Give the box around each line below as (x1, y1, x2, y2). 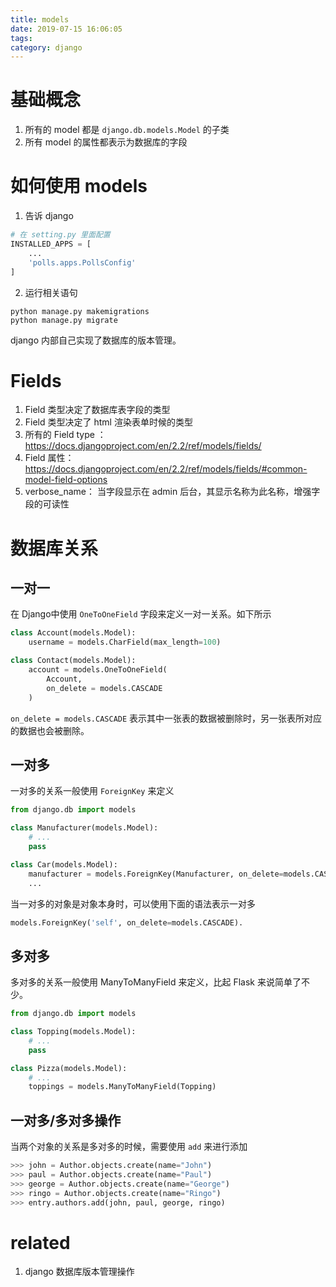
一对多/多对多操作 (10, 1112, 122, 1129)
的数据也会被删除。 (10, 724, 90, 736)
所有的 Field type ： (24, 429, 107, 441)
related (10, 1231, 71, 1254)
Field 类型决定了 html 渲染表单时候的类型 (24, 416, 193, 428)
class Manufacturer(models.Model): (10, 823, 159, 833)
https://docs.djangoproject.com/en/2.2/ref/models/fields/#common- (24, 463, 308, 475)
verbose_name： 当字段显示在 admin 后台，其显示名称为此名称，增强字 (24, 486, 321, 498)
